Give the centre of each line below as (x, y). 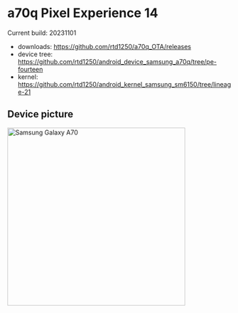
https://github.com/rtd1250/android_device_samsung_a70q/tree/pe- (117, 61)
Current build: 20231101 (42, 33)
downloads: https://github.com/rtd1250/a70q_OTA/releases (104, 46)
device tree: (35, 54)
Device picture (40, 114)
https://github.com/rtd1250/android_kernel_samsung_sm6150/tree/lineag (124, 84)
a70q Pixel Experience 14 (83, 13)
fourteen (30, 69)
